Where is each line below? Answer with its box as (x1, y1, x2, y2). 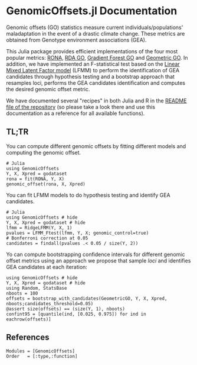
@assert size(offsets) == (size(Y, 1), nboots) (6, 306, 126, 312)
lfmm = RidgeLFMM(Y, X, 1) (6, 225, 73, 230)
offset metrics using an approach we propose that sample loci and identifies (6, 257, 191, 264)
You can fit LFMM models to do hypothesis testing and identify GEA (6, 191, 170, 198)
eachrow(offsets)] (6, 316, 51, 322)
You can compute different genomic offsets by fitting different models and (6, 142, 186, 149)
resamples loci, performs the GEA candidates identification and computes (6, 79, 186, 87)
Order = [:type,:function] (6, 353, 78, 359)
